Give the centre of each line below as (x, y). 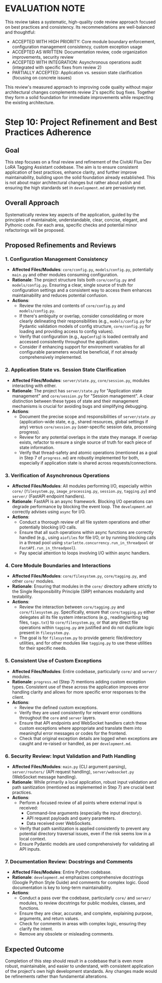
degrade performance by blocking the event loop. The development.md (82, 507)
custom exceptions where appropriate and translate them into (81, 728)
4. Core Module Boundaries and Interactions (58, 565)
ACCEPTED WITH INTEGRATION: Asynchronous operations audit (77, 62)
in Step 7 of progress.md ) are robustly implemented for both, (79, 458)
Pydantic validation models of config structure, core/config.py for (85, 326)
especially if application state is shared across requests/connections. (88, 463)
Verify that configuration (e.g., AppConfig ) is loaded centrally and (84, 337)
